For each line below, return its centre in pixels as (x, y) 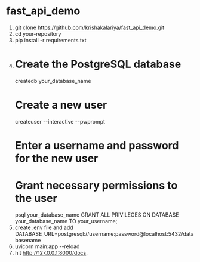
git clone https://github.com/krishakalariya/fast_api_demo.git (90, 27)
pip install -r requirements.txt (50, 40)
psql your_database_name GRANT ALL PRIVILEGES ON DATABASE (97, 215)
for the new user (56, 158)
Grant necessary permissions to (96, 186)
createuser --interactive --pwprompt (60, 121)
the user (36, 198)
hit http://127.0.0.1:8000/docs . (51, 252)
